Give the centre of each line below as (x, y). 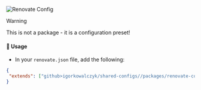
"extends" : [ (25, 76)
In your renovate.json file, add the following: (70, 59)
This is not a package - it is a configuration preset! (68, 32)
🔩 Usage (17, 46)
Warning (16, 21)
